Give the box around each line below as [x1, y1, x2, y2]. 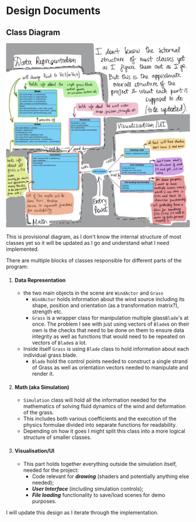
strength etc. [32, 308, 63, 315]
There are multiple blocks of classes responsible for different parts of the [6, 257, 182, 264]
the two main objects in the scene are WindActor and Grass [23, 289, 164, 296]
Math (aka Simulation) [14, 383, 70, 390]
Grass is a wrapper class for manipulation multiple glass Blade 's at [32, 314, 189, 322]
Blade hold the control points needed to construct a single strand [32, 358, 188, 365]
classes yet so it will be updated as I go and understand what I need [6, 240, 169, 246]
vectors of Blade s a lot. [32, 339, 87, 346]
